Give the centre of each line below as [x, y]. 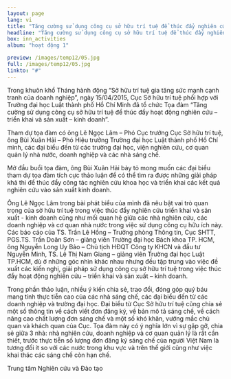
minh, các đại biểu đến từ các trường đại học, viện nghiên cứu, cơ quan [108, 147]
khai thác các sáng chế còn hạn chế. [59, 355]
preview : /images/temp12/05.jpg [53, 58]
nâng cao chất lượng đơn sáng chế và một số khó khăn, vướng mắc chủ [108, 318]
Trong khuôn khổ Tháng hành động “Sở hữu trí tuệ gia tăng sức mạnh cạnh [113, 90]
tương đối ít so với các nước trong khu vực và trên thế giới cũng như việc [110, 347]
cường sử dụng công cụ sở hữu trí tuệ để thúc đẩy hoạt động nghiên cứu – [112, 112]
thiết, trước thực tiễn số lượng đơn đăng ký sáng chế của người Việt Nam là [113, 340]
